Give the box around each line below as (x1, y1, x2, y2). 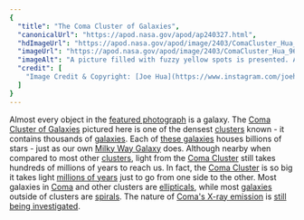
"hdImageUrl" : (17, 38, 71, 48)
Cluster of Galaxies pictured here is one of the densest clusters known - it (9, 123, 285, 134)
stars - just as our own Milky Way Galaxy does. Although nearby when (9, 142, 271, 154)
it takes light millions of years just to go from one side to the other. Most (9, 171, 277, 182)
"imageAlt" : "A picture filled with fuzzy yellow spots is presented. (17, 55, 290, 64)
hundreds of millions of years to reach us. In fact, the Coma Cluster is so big (9, 162, 293, 173)
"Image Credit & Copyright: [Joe (25, 72, 152, 81)
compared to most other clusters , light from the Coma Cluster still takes (9, 152, 276, 163)
